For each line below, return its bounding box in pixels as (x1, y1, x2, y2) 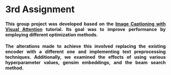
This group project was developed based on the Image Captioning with (5, 20, 166, 27)
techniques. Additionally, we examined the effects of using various (5, 54, 166, 60)
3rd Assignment (5, 4, 75, 15)
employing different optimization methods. (5, 32, 98, 38)
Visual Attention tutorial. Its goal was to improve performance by (5, 26, 166, 32)
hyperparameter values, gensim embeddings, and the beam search (5, 60, 166, 66)
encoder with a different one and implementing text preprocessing (5, 48, 166, 55)
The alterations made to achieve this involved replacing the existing (5, 43, 166, 49)
